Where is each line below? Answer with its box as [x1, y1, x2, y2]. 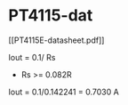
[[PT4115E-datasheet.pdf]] [8, 35, 105, 45]
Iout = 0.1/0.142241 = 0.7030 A [8, 86, 119, 97]
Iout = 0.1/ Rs [8, 52, 56, 62]
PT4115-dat [8, 5, 93, 26]
